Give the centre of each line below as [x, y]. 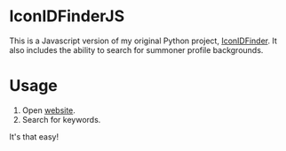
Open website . [48, 110]
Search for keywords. [61, 119]
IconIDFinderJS [67, 16]
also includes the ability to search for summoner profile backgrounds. [136, 49]
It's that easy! [34, 136]
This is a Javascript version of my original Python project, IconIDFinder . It [143, 41]
